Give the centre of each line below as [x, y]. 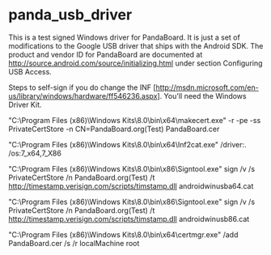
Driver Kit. [25, 104]
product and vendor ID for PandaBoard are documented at [106, 54]
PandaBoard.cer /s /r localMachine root [74, 243]
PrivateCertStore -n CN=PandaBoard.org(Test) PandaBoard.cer [114, 129]
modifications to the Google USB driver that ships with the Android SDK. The [136, 45]
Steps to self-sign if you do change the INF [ [82, 87]
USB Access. [30, 71]
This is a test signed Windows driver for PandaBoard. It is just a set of [124, 37]
